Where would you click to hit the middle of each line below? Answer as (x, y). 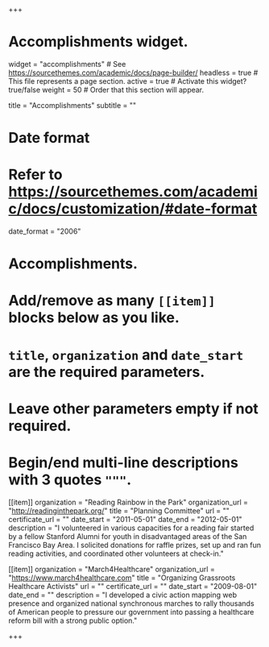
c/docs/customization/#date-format (133, 209)
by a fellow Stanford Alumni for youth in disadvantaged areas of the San (128, 536)
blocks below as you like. (94, 318)
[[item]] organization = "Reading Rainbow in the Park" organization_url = (128, 502)
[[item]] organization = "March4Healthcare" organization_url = (112, 569)
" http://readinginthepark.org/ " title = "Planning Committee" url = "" (119, 510)
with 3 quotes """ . (70, 479)
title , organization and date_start (126, 355)
